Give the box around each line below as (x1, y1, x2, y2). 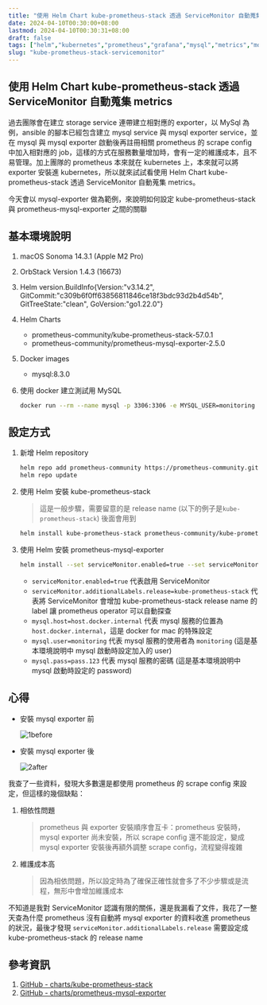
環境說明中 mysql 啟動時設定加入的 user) (38, 645, 172, 655)
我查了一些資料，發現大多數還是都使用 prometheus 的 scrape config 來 (8, 778, 240, 788)
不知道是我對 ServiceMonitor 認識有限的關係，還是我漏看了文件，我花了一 (8, 902, 250, 912)
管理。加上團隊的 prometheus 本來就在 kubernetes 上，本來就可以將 (14, 157, 239, 167)
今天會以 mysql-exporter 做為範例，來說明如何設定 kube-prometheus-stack (8, 194, 256, 204)
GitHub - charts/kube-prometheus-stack (19, 980, 153, 989)
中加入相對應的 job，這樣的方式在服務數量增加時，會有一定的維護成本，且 (8, 147, 250, 157)
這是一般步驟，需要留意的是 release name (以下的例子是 (39, 504, 223, 513)
